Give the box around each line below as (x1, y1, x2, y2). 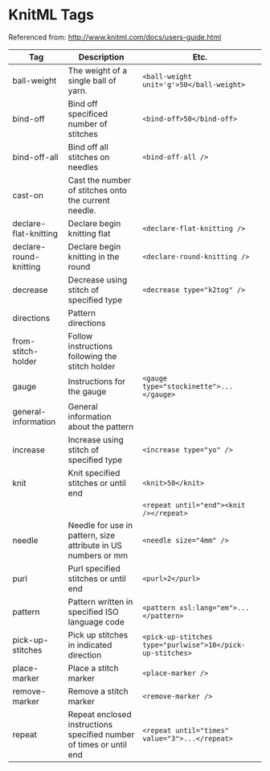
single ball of (67, 75, 117, 86)
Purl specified (67, 563, 121, 574)
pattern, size (67, 530, 115, 541)
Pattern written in (67, 596, 133, 607)
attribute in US (67, 539, 123, 550)
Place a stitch (67, 662, 119, 674)
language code (67, 616, 125, 627)
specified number (67, 728, 135, 740)
